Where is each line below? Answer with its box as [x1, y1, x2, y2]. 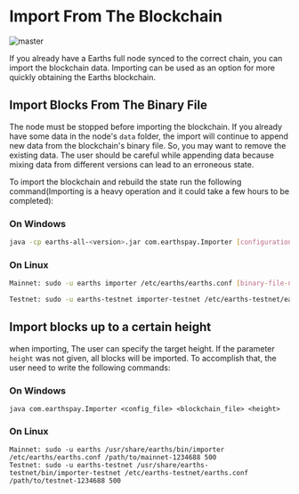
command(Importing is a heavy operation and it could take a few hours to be [9, 185, 290, 197]
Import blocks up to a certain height [9, 320, 212, 335]
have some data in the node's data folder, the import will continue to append [9, 131, 289, 142]
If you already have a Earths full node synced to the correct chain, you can [9, 53, 283, 63]
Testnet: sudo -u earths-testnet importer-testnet [9, 296, 201, 304]
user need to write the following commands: [9, 362, 171, 373]
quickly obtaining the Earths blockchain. [9, 71, 156, 82]
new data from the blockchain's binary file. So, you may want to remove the [9, 140, 287, 150]
